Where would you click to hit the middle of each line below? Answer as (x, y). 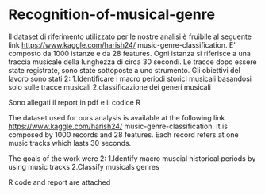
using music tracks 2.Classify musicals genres (84, 166)
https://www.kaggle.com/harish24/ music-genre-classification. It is (118, 126)
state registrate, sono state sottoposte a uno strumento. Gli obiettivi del (124, 70)
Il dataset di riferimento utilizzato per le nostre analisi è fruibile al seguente (130, 36)
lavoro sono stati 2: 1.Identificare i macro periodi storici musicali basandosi (130, 78)
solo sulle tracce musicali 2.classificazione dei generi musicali (110, 87)
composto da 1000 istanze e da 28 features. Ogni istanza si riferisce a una (130, 53)
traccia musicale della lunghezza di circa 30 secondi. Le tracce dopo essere (132, 62)
